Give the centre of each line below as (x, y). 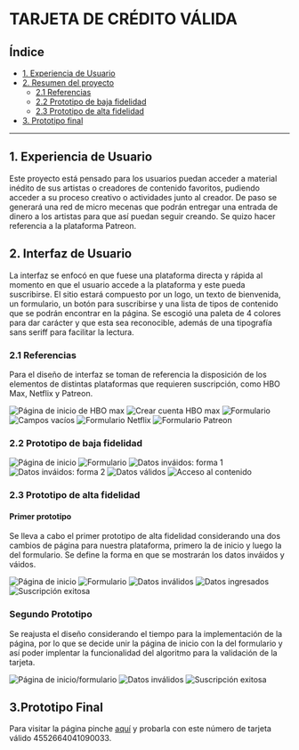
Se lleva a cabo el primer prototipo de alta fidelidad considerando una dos (145, 536)
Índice (27, 52)
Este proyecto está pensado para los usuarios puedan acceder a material (143, 178)
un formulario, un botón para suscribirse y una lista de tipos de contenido (144, 304)
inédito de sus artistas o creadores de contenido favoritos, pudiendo (135, 188)
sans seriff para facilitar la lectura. (72, 332)
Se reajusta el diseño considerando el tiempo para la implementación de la (146, 633)
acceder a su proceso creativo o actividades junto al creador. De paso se (143, 197)
